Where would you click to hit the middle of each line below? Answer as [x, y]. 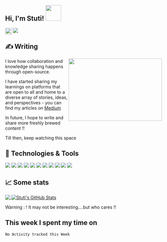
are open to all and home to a [35, 92]
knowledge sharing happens [34, 66]
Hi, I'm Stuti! [25, 19]
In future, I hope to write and [34, 117]
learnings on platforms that [33, 87]
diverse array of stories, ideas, [37, 97]
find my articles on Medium [33, 108]
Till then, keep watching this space [41, 138]
